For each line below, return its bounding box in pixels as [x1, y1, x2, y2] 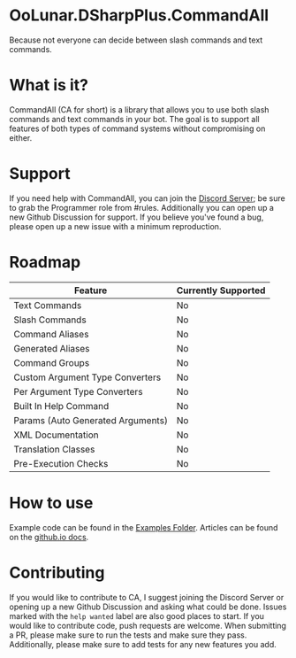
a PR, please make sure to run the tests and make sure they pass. [9, 630, 247, 640]
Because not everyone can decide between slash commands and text [9, 35, 263, 45]
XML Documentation [13, 429, 99, 441]
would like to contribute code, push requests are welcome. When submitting [9, 620, 287, 631]
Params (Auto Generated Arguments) [13, 414, 168, 426]
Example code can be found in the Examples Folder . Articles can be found [9, 522, 278, 532]
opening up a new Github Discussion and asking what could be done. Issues [9, 601, 287, 612]
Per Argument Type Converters [13, 385, 143, 398]
